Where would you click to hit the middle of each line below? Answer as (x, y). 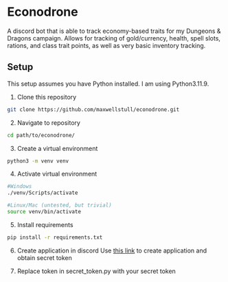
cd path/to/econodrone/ (41, 135)
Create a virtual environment (57, 148)
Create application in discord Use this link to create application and (112, 250)
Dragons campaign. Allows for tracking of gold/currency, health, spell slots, (114, 38)
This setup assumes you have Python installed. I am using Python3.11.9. (108, 84)
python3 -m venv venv (38, 161)
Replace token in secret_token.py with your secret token (96, 271)
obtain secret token (44, 257)
